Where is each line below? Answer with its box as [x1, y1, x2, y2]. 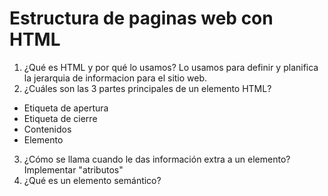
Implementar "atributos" [23, 163, 124, 176]
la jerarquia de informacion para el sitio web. [23, 72, 208, 84]
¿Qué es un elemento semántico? [23, 174, 162, 186]
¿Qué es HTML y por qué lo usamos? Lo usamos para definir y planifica [23, 61, 319, 73]
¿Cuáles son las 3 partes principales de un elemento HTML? [23, 82, 272, 94]
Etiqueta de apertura [23, 102, 109, 114]
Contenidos [23, 123, 72, 135]
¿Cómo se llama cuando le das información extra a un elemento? [23, 153, 291, 165]
